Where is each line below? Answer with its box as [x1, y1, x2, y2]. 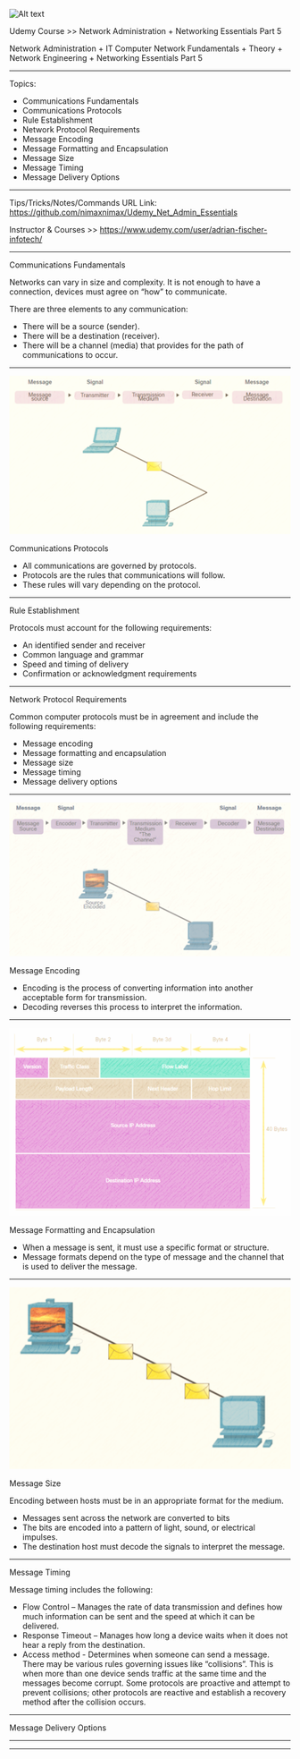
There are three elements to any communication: [9, 304, 188, 314]
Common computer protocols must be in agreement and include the [9, 711, 259, 722]
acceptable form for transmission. [21, 992, 147, 1003]
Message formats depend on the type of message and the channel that [21, 1251, 285, 1262]
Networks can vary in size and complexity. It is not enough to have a [9, 277, 261, 287]
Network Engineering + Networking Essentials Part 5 [9, 53, 204, 63]
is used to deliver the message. [21, 1261, 137, 1271]
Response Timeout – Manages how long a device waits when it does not [21, 1630, 288, 1641]
